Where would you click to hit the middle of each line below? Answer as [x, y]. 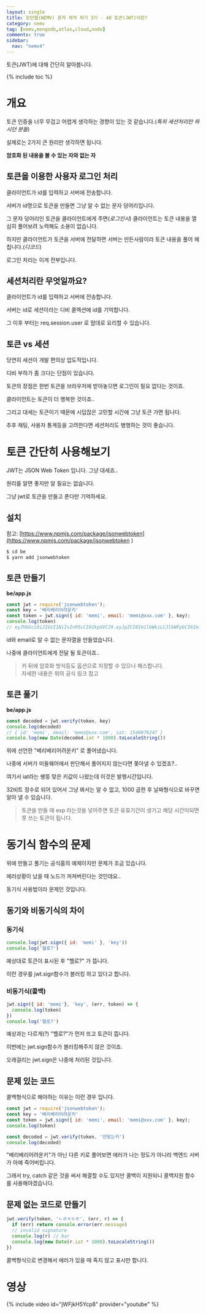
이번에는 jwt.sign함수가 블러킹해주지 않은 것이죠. [64, 1047]
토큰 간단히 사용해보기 [58, 452]
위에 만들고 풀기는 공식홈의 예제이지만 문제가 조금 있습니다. [77, 863]
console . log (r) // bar [41, 1236]
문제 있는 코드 [31, 1081]
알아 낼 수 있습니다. [29, 797]
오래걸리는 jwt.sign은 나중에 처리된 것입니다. [59, 1060]
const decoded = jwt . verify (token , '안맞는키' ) [66, 1137]
